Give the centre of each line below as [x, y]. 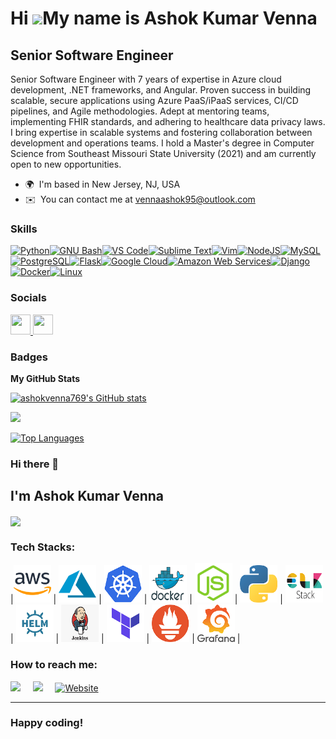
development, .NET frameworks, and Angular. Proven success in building [161, 90]
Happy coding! [47, 723]
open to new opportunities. [66, 164]
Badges [29, 357]
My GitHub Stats [45, 378]
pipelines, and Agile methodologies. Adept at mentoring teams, [140, 111]
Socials [28, 298]
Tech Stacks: [43, 547]
